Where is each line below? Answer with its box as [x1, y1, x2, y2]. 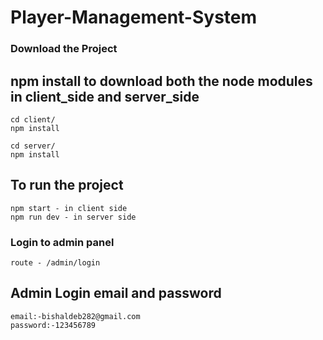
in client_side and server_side [10, 88, 200, 105]
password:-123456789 [10, 320, 97, 330]
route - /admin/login [10, 258, 101, 268]
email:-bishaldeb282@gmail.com [10, 311, 141, 321]
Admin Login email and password [10, 285, 222, 302]
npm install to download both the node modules [10, 72, 313, 90]
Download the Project [10, 42, 118, 56]
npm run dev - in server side [10, 212, 137, 222]
